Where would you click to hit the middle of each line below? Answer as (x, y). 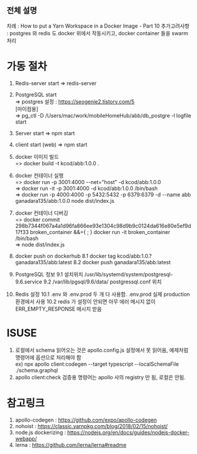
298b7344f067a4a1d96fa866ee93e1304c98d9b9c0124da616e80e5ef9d (103, 226)
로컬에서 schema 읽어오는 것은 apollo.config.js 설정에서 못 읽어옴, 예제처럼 (102, 350)
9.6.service (29, 282)
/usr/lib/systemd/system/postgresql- (129, 274)
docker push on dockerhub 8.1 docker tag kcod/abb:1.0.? (83, 256)
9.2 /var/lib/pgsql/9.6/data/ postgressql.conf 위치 (103, 282)
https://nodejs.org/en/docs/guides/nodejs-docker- (128, 432)
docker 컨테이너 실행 (39, 175)
